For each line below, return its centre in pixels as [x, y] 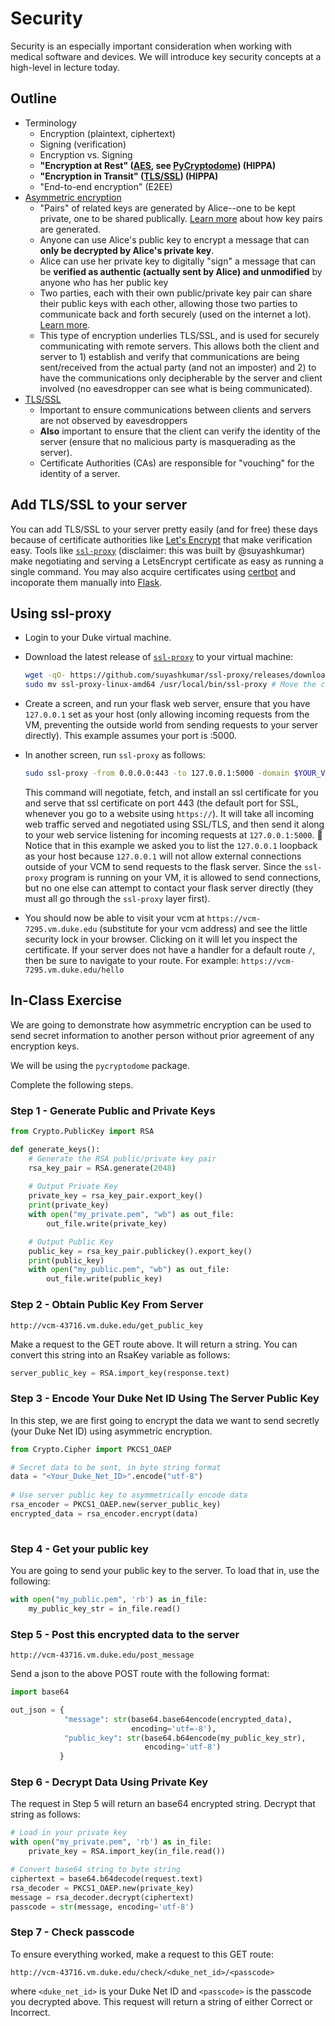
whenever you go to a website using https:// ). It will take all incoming [169, 813]
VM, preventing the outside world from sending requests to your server [171, 725]
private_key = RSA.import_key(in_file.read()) [127, 1852]
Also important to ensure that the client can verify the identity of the [180, 431]
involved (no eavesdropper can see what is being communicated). [176, 388]
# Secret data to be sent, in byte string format [116, 1467]
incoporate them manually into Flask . [86, 582]
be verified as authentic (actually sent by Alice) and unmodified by [181, 271]
